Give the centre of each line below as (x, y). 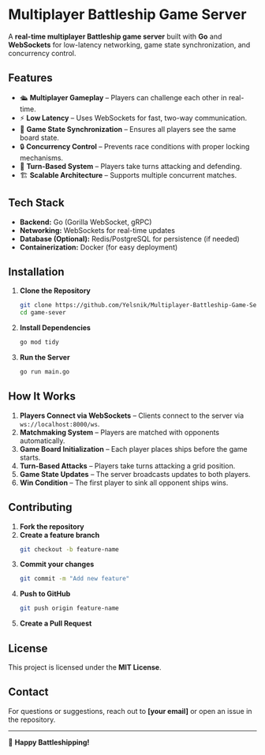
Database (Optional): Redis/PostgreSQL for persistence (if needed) (130, 239)
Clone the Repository (55, 291)
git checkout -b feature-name (69, 549)
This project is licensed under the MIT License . (85, 667)
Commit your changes (57, 564)
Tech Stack (36, 203)
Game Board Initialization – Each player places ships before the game (134, 449)
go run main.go (45, 372)
